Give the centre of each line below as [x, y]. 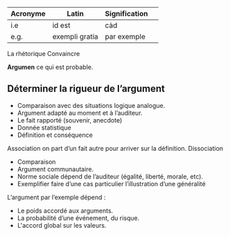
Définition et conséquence [55, 135]
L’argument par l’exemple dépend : [56, 197]
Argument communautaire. [55, 169]
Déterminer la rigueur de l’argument [86, 89]
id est [61, 25]
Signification [126, 13]
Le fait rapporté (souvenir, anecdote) [70, 120]
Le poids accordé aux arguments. [65, 210]
